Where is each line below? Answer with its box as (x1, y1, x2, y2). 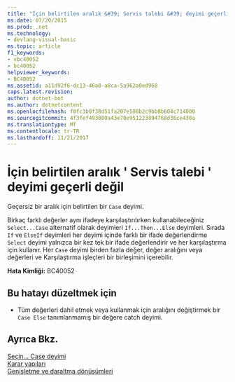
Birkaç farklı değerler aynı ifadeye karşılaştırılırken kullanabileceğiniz (7, 216, 205, 224)
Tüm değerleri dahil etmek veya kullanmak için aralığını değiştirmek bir (17, 306, 220, 314)
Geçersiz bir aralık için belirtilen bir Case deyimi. (7, 203, 144, 211)
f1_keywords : (7, 50, 45, 57)
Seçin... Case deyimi (7, 352, 66, 360)
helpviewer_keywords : (7, 69, 71, 76)
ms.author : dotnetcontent (7, 102, 83, 109)
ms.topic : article (7, 43, 61, 50)
